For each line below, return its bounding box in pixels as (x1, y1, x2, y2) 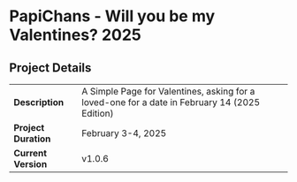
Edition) (81, 108, 114, 119)
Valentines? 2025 (9, 25, 141, 45)
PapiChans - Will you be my (9, 6, 216, 27)
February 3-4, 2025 (81, 127, 167, 139)
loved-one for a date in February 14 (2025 (81, 96, 261, 108)
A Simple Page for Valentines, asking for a (81, 86, 255, 97)
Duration (13, 133, 51, 145)
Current (13, 148, 47, 159)
